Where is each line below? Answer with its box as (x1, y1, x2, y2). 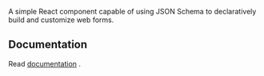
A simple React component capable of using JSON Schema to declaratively (8, 7, 257, 16)
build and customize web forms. (8, 15, 114, 25)
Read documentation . (8, 59, 82, 68)
